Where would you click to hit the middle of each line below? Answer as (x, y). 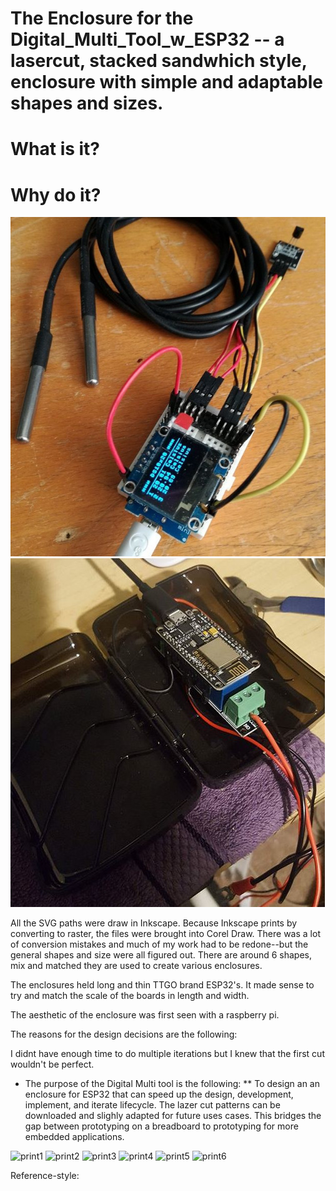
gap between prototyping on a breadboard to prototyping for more (161, 1126)
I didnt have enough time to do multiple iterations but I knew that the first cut (167, 1054)
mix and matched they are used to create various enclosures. (136, 966)
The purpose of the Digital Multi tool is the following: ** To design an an (172, 1084)
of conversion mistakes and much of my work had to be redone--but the (159, 944)
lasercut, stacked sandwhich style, (159, 61)
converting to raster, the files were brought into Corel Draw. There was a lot (165, 934)
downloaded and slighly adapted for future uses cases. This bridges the (173, 1116)
